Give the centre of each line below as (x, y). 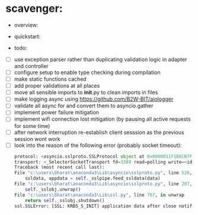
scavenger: (34, 9)
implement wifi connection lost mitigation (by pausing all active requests (102, 119)
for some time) (32, 126)
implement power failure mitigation (56, 113)
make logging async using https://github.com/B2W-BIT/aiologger (94, 99)
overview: (26, 25)
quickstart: (27, 36)
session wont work (37, 139)
